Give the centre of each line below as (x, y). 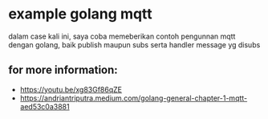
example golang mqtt (80, 14)
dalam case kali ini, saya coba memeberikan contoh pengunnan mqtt (122, 36)
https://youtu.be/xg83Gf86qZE (71, 89)
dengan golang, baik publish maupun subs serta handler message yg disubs (134, 44)
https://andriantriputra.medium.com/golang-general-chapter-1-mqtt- (134, 98)
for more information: (63, 70)
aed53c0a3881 (45, 106)
